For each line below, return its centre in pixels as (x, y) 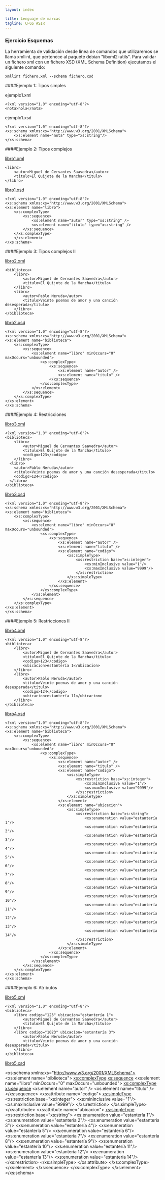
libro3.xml (15, 424)
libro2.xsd (15, 322)
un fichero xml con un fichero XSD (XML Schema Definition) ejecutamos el (81, 62)
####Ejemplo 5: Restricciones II (37, 621)
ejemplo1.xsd (18, 117)
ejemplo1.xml (18, 95)
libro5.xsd (15, 1063)
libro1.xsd (15, 190)
